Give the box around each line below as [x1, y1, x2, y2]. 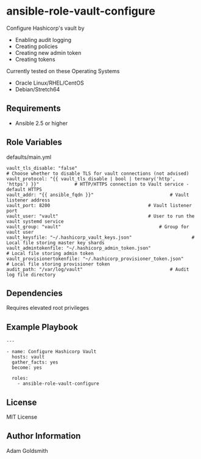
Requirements [6, 103, 61, 114]
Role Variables [6, 137, 62, 147]
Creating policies [15, 43, 58, 50]
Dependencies [6, 288, 63, 298]
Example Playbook [6, 321, 78, 332]
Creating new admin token [15, 49, 82, 56]
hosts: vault [12, 354, 45, 360]
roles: [12, 376, 29, 382]
